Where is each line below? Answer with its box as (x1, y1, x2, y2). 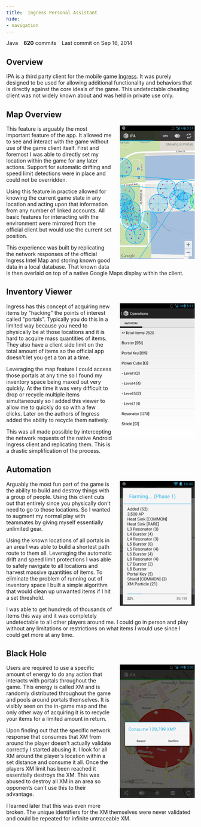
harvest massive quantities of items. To (6, 569, 103, 576)
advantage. (6, 790, 34, 798)
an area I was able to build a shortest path (6, 543, 109, 550)
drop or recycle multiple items (6, 390, 80, 398)
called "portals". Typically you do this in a (6, 315, 108, 323)
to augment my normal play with (6, 512, 86, 519)
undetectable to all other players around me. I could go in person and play (6, 618, 188, 625)
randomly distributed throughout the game (6, 690, 111, 697)
